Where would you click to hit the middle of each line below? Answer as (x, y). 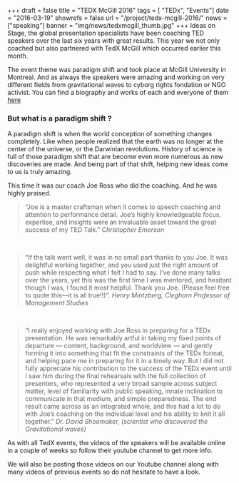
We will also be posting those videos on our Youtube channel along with (113, 464)
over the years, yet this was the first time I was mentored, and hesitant (128, 280)
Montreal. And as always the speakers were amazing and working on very (116, 77)
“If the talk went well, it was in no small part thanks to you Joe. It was (126, 258)
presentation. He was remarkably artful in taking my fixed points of (123, 338)
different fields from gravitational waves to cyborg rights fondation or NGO (117, 85)
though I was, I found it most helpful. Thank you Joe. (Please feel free (127, 288)
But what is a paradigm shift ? (60, 118)
